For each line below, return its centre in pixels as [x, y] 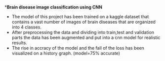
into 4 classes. [26, 27]
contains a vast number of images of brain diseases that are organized [84, 22]
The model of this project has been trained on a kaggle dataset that [80, 16]
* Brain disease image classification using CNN [53, 7]
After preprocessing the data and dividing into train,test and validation [83, 32]
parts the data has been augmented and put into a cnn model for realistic [86, 37]
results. [20, 43]
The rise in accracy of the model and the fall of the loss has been [78, 48]
